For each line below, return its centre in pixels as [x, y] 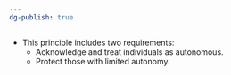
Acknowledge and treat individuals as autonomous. [130, 52]
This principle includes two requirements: [98, 42]
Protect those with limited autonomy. [103, 61]
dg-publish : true [41, 17]
